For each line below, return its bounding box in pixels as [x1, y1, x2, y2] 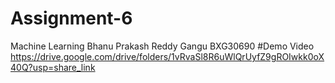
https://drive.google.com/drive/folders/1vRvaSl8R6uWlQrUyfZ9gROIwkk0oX [10, 50, 325, 62]
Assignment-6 [10, 7, 133, 30]
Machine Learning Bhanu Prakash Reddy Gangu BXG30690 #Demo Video [10, 40, 315, 52]
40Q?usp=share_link [10, 61, 96, 73]
